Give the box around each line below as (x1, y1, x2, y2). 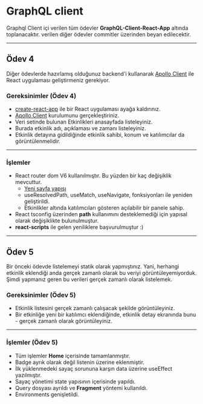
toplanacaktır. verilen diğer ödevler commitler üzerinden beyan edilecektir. (6, 30, 192, 38)
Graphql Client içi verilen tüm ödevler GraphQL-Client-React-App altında (6, 24, 188, 31)
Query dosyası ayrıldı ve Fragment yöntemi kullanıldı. (14, 384, 148, 391)
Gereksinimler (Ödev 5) (6, 291, 76, 299)
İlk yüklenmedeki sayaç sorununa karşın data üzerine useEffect (14, 365, 173, 372)
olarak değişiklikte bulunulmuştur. (14, 217, 99, 225)
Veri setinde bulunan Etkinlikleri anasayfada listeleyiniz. (14, 118, 153, 125)
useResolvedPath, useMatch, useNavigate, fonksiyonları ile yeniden (24, 191, 193, 199)
